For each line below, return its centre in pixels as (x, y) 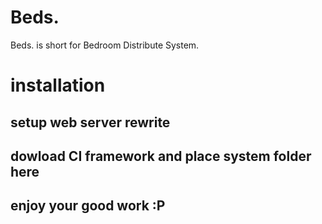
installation (58, 85)
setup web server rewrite (90, 122)
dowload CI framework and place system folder (161, 156)
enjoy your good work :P (88, 206)
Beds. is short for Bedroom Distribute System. (105, 45)
